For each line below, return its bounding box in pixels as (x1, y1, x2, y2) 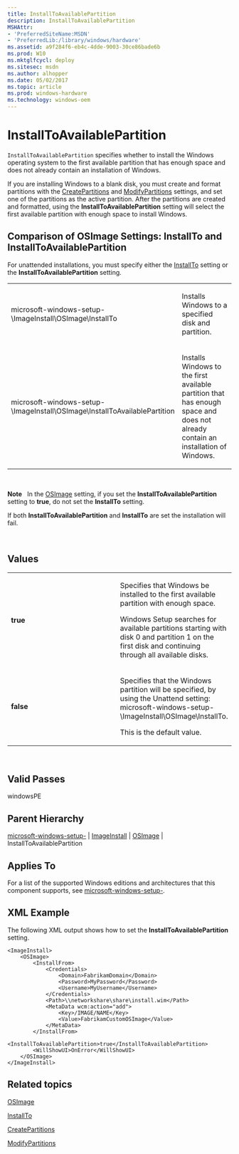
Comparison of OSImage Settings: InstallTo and (7, 231, 223, 243)
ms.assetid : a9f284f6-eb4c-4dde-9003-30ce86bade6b (7, 43, 161, 51)
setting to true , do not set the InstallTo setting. (7, 497, 144, 505)
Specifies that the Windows (119, 676, 212, 686)
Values (7, 553, 39, 565)
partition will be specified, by (119, 684, 217, 694)
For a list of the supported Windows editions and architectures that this (7, 878, 216, 887)
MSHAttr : (7, 23, 33, 31)
